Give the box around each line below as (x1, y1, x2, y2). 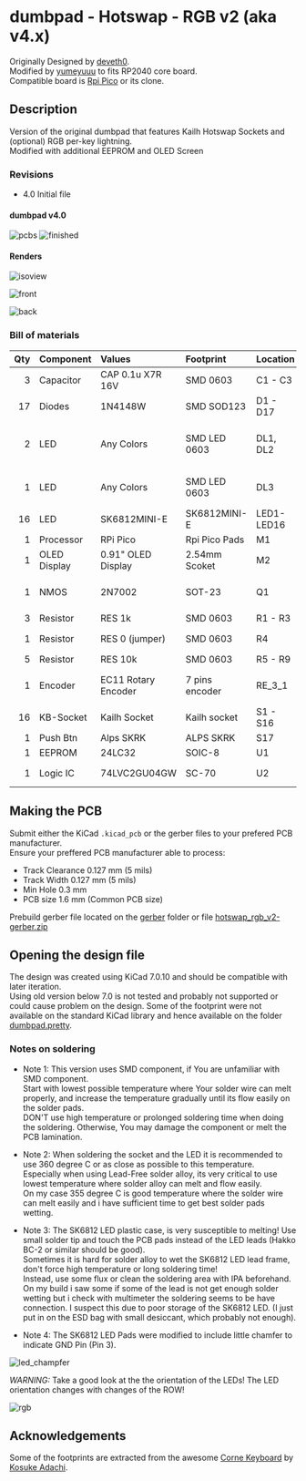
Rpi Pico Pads (185, 533, 245, 546)
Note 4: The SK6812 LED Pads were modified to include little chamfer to (22, 1329, 293, 1341)
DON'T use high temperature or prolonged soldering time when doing (22, 1112, 284, 1123)
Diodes (39, 399, 70, 412)
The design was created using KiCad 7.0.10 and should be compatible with (9, 972, 289, 982)
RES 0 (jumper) (99, 632, 166, 644)
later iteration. (9, 982, 62, 992)
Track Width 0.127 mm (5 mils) (22, 874, 137, 885)
